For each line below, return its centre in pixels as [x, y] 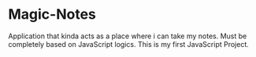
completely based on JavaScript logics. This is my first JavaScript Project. [129, 44]
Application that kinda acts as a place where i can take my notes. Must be [128, 36]
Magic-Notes [52, 14]
